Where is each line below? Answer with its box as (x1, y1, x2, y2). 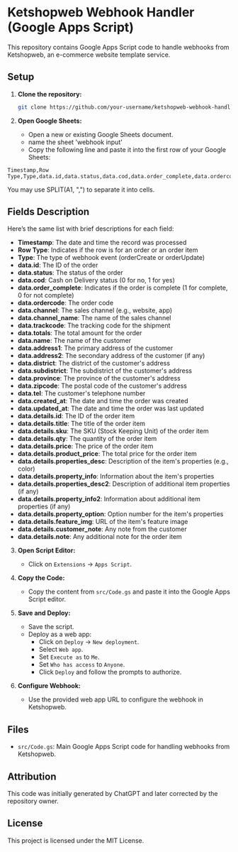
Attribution (7, 770, 57, 782)
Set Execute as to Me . (38, 652, 100, 661)
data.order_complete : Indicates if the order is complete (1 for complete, (17, 283, 228, 292)
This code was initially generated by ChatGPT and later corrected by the (7, 790, 218, 798)
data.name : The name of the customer (17, 337, 132, 345)
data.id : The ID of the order (17, 261, 98, 270)
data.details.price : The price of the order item (17, 442, 154, 451)
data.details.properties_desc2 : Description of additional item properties (17, 480, 230, 488)
